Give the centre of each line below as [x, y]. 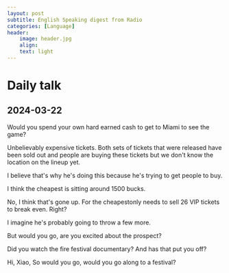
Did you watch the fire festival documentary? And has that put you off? [107, 249]
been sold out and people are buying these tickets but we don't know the [110, 155]
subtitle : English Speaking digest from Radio [75, 20]
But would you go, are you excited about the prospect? [85, 235]
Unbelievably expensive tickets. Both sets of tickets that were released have [114, 147]
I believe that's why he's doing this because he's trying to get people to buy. [115, 175]
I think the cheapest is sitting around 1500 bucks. [76, 188]
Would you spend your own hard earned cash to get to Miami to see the [108, 127]
